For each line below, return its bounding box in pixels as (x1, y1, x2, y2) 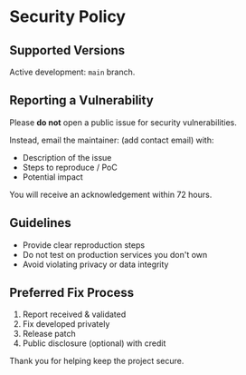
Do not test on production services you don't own (22, 249, 208, 260)
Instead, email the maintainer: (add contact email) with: (9, 134, 214, 145)
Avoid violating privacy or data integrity (22, 259, 169, 270)
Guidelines (9, 215, 71, 231)
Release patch (22, 329, 77, 340)
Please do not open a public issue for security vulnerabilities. (9, 116, 237, 128)
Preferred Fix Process (9, 285, 135, 301)
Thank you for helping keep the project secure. (9, 356, 184, 367)
